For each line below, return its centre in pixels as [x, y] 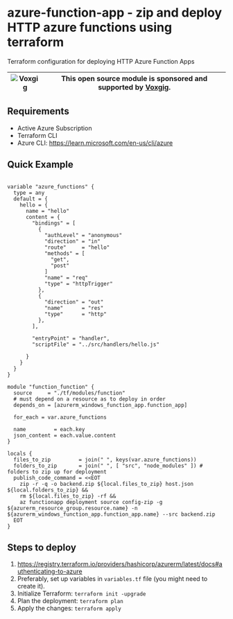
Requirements [38, 111]
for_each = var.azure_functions [60, 417]
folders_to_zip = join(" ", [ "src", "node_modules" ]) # [108, 466]
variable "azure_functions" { [51, 186]
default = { [31, 199]
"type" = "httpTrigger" [78, 284]
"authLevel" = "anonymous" [83, 235]
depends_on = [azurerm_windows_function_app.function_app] [101, 405]
